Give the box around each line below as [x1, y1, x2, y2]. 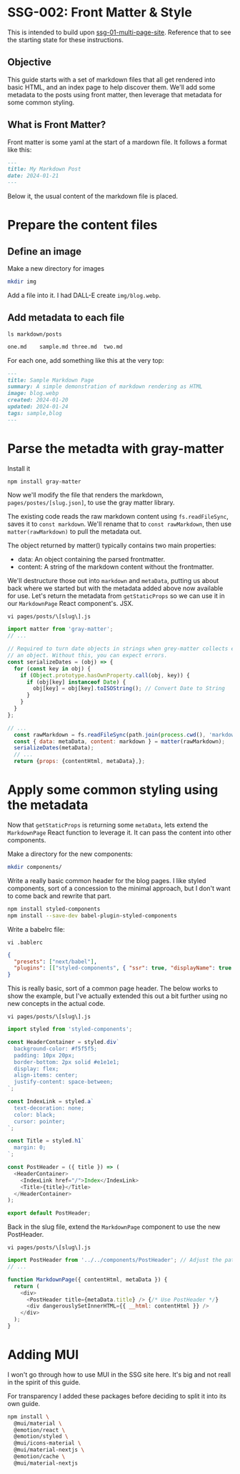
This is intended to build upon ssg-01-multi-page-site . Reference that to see [7, 28, 231, 36]
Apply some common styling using [7, 782, 219, 798]
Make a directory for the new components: [7, 850, 134, 858]
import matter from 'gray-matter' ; [7, 626, 114, 633]
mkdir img [7, 278, 37, 286]
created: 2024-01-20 [7, 397, 69, 404]
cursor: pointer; [14, 1117, 66, 1125]
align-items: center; [14, 1072, 79, 1079]
